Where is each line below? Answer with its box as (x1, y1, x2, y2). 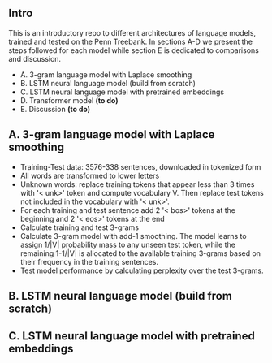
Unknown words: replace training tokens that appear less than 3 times (19, 179, 255, 189)
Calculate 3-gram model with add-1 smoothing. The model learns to (19, 231, 247, 240)
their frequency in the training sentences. (19, 257, 159, 266)
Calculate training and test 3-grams (19, 223, 140, 232)
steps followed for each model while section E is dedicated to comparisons (8, 45, 260, 55)
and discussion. (8, 54, 62, 63)
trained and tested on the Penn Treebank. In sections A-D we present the (8, 37, 253, 46)
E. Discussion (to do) (19, 104, 91, 114)
